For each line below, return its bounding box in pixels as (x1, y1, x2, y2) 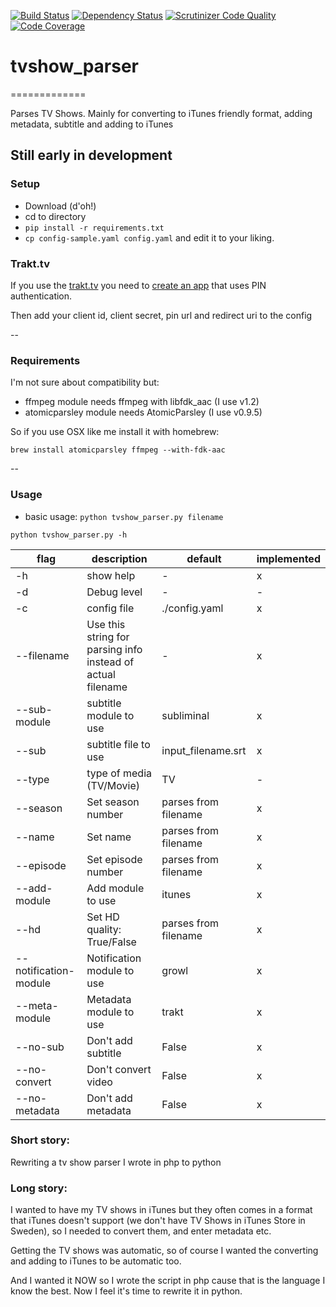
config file (86, 601, 135, 615)
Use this (86, 617, 126, 631)
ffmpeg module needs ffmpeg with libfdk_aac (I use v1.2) (24, 396, 260, 408)
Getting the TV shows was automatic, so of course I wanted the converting (10, 1245, 319, 1257)
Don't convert (86, 1062, 152, 1076)
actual (86, 667, 116, 681)
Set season (86, 795, 140, 809)
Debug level (86, 585, 143, 599)
